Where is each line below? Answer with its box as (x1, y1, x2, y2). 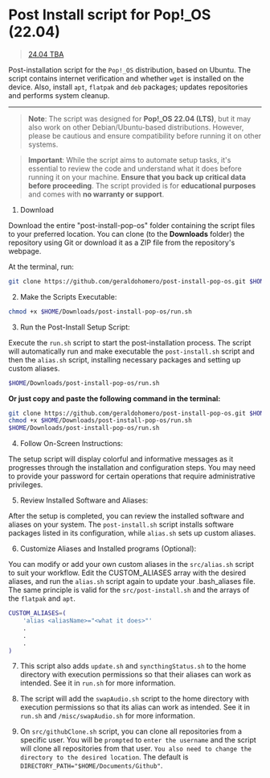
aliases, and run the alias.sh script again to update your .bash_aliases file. (8, 577, 256, 586)
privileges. (8, 480, 43, 490)
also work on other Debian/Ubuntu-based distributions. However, (27, 122, 244, 132)
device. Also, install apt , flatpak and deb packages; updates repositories (8, 82, 248, 92)
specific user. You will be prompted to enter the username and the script (19, 735, 257, 745)
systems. (27, 139, 59, 149)
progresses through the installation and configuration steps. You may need (8, 463, 256, 473)
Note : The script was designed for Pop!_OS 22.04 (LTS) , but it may (27, 114, 252, 123)
